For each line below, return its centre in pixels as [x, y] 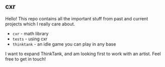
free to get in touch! [25, 59]
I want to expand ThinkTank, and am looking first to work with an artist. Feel [83, 54]
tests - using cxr [30, 39]
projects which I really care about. [40, 24]
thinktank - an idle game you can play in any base [64, 44]
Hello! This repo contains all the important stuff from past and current [77, 18]
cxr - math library [30, 33]
